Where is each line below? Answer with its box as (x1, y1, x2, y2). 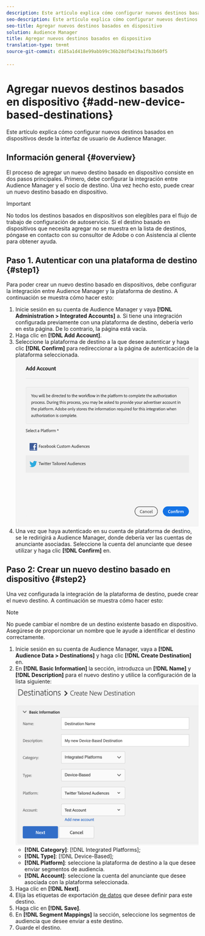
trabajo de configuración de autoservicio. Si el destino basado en (6, 218, 171, 225)
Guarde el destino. (15, 924, 62, 931)
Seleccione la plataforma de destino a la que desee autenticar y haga (15, 338, 190, 346)
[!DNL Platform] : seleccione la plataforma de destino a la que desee (24, 859, 196, 866)
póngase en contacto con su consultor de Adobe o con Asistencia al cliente (6, 231, 196, 238)
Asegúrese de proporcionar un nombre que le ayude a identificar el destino (6, 626, 195, 634)
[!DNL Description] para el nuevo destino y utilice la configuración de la (15, 671, 196, 678)
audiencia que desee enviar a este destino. (15, 918, 124, 925)
